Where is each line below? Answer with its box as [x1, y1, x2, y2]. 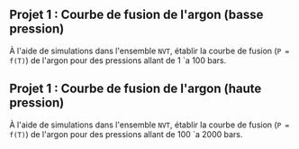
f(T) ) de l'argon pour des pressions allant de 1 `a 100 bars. [9, 54, 227, 66]
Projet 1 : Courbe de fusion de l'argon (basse [9, 7, 264, 23]
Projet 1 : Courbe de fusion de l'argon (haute [9, 81, 262, 97]
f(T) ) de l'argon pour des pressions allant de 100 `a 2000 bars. [9, 128, 243, 139]
